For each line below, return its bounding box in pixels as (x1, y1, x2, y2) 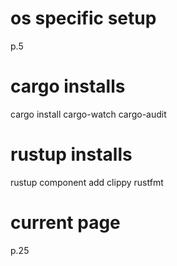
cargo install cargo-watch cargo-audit (10, 108, 167, 120)
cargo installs (10, 75, 126, 98)
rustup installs (10, 143, 133, 166)
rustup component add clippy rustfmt (10, 176, 164, 188)
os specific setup (10, 7, 157, 30)
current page (10, 212, 121, 234)
